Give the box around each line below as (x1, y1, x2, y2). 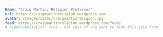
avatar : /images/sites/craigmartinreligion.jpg (5, 16, 104, 21)
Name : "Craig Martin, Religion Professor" (5, 7, 93, 12)
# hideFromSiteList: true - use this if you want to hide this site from (5, 25, 159, 30)
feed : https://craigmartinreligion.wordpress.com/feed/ (5, 20, 121, 25)
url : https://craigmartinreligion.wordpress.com (5, 12, 106, 16)
